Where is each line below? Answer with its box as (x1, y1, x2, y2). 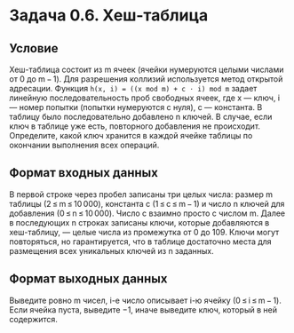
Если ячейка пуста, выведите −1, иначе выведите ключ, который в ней (9, 304, 278, 315)
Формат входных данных (9, 165, 158, 180)
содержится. (9, 313, 58, 324)
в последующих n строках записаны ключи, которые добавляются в (9, 217, 270, 227)
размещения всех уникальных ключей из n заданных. (9, 245, 215, 256)
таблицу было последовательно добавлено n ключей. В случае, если (9, 112, 273, 122)
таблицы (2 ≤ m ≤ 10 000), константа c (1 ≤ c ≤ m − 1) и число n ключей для (9, 198, 285, 209)
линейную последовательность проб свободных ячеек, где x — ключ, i (9, 92, 281, 103)
